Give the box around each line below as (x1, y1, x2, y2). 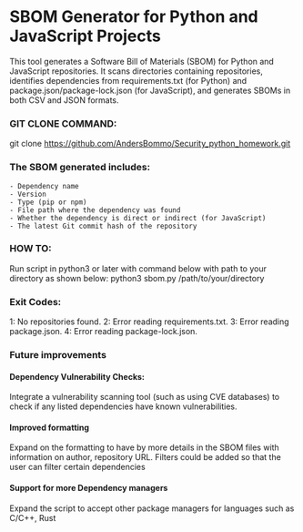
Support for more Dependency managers (9, 483, 168, 494)
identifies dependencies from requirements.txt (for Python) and (9, 75, 247, 86)
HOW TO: (9, 242, 52, 255)
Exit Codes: (9, 295, 62, 308)
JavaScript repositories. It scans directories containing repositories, (9, 66, 264, 77)
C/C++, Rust (9, 512, 56, 523)
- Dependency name (9, 181, 79, 190)
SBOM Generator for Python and (9, 6, 258, 27)
